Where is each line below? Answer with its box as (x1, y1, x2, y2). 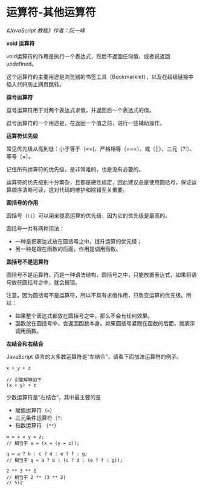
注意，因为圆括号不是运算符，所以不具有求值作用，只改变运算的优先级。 (6, 291, 186, 299)
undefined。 (6, 60, 37, 67)
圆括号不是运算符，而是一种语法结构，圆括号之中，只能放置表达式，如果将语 (6, 271, 197, 278)
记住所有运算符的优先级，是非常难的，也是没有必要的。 (6, 165, 144, 173)
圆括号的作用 (6, 198, 38, 206)
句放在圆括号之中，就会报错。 (6, 279, 80, 286)
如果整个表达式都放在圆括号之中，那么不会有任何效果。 (14, 312, 153, 319)
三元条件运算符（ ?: (14, 414, 63, 421)
